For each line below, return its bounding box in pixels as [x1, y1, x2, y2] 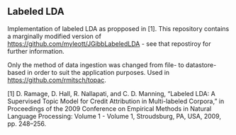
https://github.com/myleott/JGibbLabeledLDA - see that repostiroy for [7, 39, 211, 48]
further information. [7, 47, 65, 55]
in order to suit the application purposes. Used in [27, 68, 170, 76]
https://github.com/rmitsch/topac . [7, 76, 106, 84]
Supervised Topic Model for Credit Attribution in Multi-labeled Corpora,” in [7, 97, 225, 105]
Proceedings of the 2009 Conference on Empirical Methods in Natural [7, 104, 212, 112]
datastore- [185, 60, 217, 69]
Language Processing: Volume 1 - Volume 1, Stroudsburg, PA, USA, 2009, [7, 112, 222, 120]
